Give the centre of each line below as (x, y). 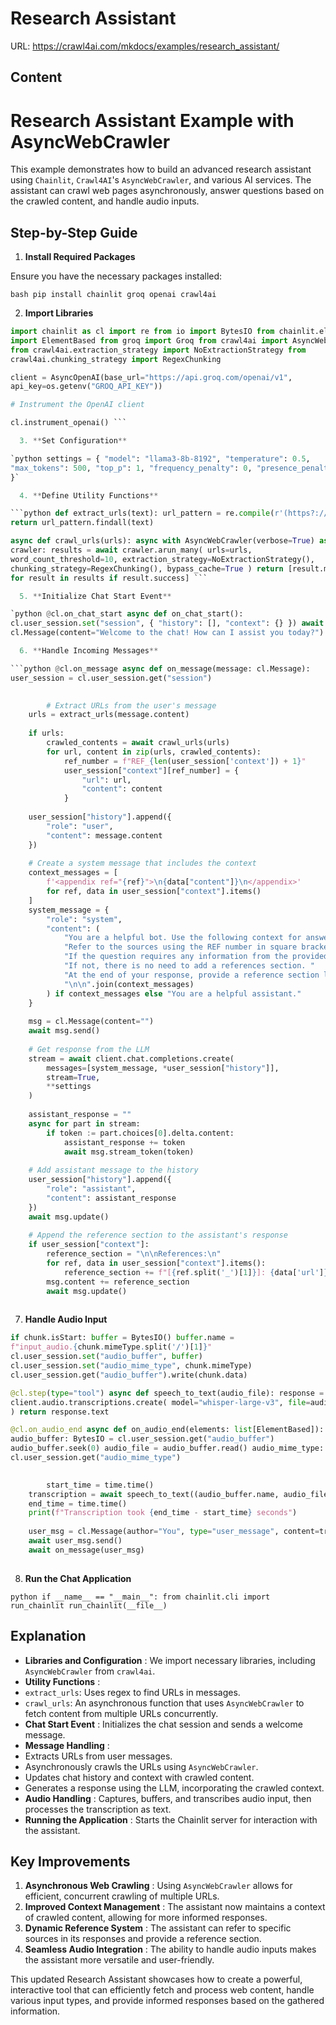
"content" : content (122, 789)
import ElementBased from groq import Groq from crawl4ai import (149, 340)
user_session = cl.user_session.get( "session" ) (111, 678)
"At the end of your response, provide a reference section (191, 975)
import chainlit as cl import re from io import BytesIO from (142, 332)
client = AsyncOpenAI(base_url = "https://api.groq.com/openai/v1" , (151, 377)
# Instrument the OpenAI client (77, 405)
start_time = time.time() (100, 1485)
